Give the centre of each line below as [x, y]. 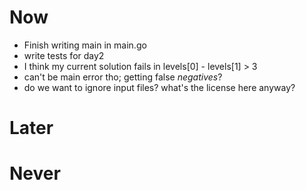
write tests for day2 [64, 55]
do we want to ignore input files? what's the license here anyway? [159, 87]
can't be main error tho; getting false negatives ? [123, 77]
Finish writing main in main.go [85, 45]
